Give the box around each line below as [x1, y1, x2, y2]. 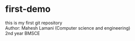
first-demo [5, 3, 51, 15]
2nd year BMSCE [5, 30, 40, 36]
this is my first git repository [5, 20, 63, 26]
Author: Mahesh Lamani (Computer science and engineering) [5, 25, 131, 31]
